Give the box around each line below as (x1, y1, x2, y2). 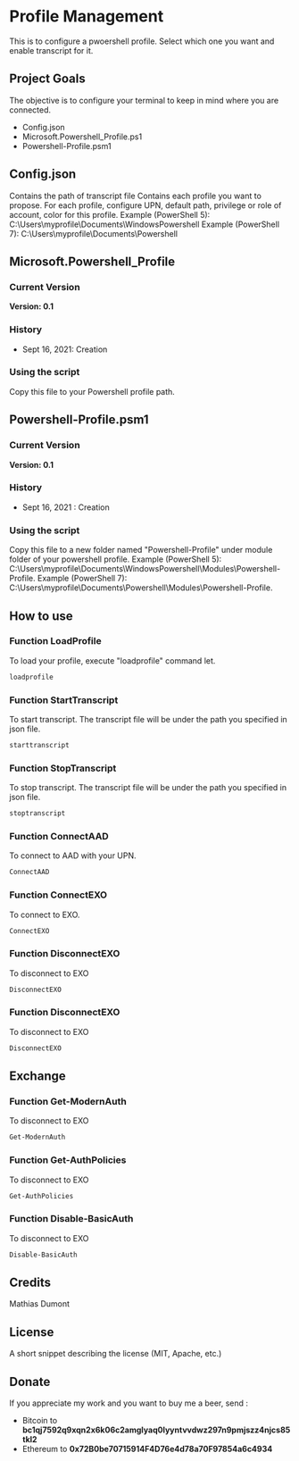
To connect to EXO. (9, 909, 80, 920)
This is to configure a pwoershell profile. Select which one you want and (9, 36, 275, 46)
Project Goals (9, 71, 87, 87)
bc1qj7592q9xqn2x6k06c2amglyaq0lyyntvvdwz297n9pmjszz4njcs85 (21, 1424, 291, 1435)
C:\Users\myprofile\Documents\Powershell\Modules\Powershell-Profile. (9, 582, 273, 593)
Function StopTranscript (9, 762, 117, 774)
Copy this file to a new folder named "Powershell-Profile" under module (9, 545, 273, 555)
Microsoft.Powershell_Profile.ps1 (21, 131, 143, 142)
